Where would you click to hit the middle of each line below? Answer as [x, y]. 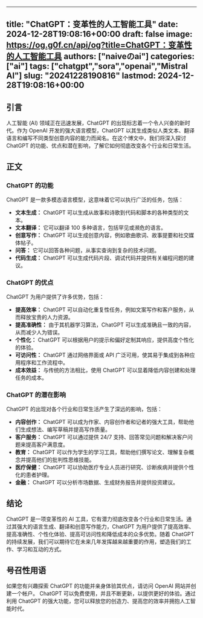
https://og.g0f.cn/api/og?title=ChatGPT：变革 [95, 45]
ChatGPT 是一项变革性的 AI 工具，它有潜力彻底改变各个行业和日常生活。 [96, 519]
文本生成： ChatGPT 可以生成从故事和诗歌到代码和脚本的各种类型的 [99, 212]
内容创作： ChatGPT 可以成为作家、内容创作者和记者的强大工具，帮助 [102, 422]
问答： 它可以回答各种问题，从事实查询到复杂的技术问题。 [87, 250]
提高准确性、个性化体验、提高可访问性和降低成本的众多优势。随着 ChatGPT [100, 534]
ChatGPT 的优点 [30, 282]
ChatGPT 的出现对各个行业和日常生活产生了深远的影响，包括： [85, 409]
